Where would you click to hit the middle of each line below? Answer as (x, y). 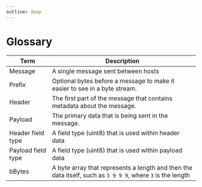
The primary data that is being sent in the (110, 115)
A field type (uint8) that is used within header (116, 133)
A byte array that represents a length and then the (122, 168)
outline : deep (24, 12)
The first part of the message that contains (112, 98)
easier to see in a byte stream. (94, 88)
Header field (27, 133)
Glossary (29, 41)
